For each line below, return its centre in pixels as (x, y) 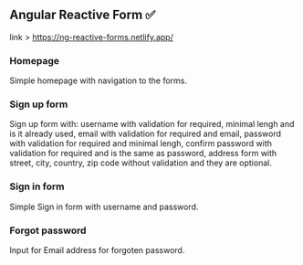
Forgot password (48, 230)
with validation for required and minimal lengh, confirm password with (141, 143)
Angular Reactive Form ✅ (83, 15)
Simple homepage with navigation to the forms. (98, 80)
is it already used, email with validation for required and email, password (145, 134)
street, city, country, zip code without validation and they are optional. (141, 163)
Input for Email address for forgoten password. (97, 250)
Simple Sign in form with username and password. (104, 207)
